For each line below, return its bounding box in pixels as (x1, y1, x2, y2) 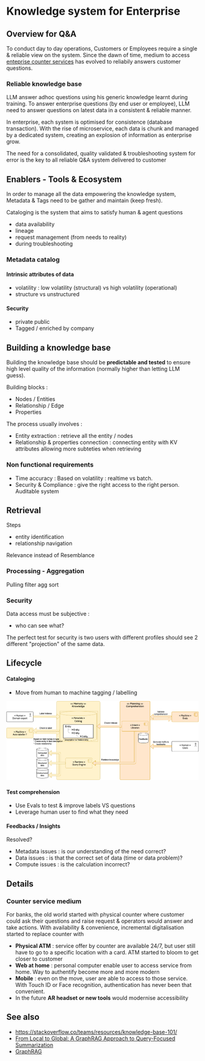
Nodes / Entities (15, 396, 56, 403)
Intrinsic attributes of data (6, 271, 74, 278)
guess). (6, 372, 26, 379)
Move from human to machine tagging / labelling (15, 689, 137, 696)
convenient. (15, 988, 45, 995)
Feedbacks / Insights (6, 822, 61, 830)
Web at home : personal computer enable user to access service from (15, 962, 192, 969)
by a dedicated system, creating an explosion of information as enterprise (6, 132, 192, 139)
